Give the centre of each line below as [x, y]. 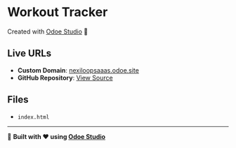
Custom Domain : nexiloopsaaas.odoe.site [78, 70]
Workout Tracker [58, 12]
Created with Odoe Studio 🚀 [48, 31]
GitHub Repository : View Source [65, 77]
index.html [33, 117]
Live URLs [29, 53]
